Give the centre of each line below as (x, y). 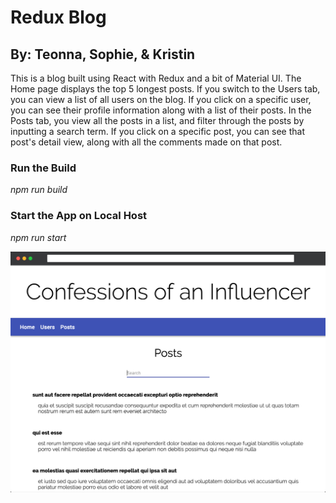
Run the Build (43, 168)
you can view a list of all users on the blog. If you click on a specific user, (161, 99)
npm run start (38, 237)
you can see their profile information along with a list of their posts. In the (161, 110)
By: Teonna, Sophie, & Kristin (103, 54)
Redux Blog (58, 17)
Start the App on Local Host (79, 216)
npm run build (39, 190)
